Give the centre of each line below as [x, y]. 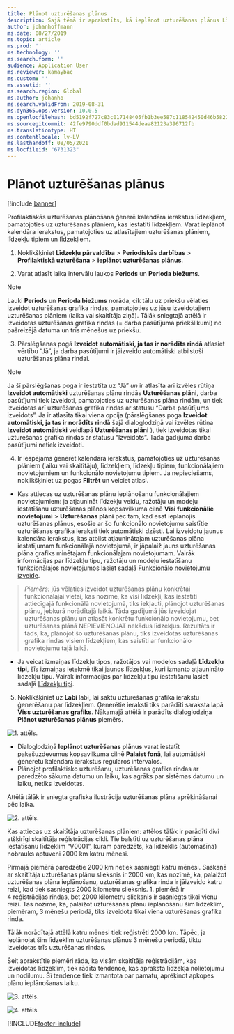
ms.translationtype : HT [42, 130]
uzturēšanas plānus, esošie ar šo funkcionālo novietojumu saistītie [112, 523]
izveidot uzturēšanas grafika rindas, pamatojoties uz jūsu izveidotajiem [109, 308]
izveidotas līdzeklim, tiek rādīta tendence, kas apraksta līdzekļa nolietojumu [116, 968]
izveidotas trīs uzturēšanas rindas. [56, 947]
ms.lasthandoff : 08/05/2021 [48, 144]
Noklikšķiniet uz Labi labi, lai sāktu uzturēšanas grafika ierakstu [108, 697]
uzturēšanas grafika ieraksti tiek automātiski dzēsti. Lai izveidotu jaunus [120, 531]
